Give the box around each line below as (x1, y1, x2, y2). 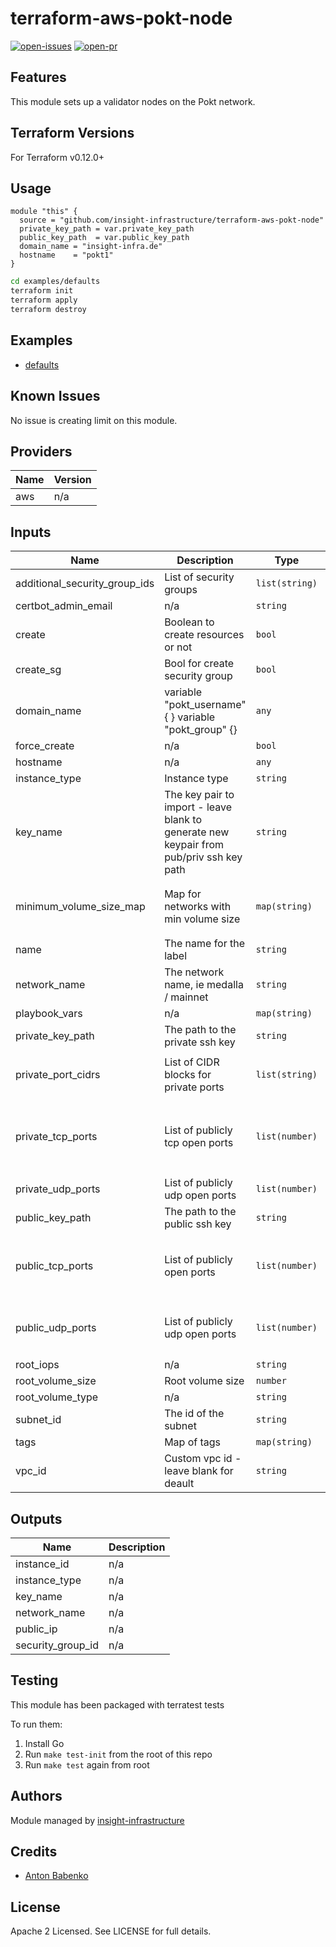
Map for (164, 887, 202, 901)
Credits (10, 1843, 58, 1860)
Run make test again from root (24, 1758, 150, 1771)
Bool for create (164, 657, 235, 671)
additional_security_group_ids (15, 577, 155, 591)
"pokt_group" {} (164, 723, 238, 737)
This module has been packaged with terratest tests (10, 1698, 225, 1711)
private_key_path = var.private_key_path (19, 224, 195, 234)
